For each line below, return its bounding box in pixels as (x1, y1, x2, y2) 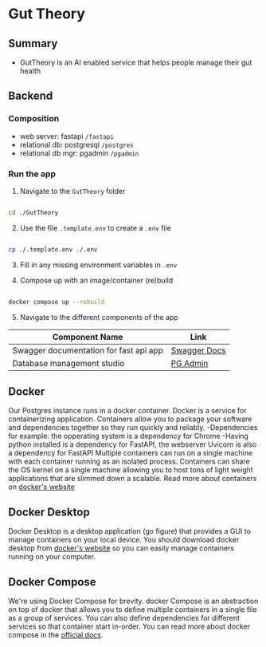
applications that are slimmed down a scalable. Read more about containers (8, 474, 257, 483)
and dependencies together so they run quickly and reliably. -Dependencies (8, 423, 258, 432)
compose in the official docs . (8, 630, 104, 640)
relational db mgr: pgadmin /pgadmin (19, 148, 139, 158)
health (19, 66, 41, 76)
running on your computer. (8, 552, 96, 562)
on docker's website (8, 482, 76, 491)
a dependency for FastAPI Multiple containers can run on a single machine (8, 448, 253, 458)
